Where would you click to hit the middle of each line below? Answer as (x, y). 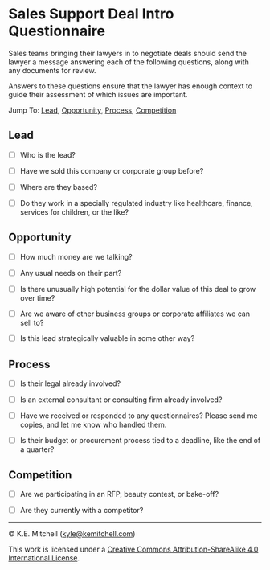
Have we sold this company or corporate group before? (112, 170)
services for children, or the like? (74, 212)
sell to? (32, 323)
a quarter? (37, 449)
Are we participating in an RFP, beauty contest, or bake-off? (119, 494)
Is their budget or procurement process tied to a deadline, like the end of (140, 441)
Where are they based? (59, 187)
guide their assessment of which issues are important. (98, 94)
